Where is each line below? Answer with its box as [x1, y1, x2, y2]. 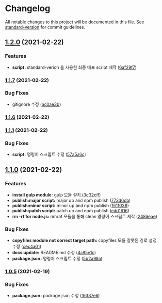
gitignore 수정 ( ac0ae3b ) [12, 101, 61, 107]
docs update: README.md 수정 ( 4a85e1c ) [12, 249, 96, 255]
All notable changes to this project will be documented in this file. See [5, 19, 145, 25]
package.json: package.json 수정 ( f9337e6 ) [12, 293, 100, 299]
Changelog [5, 3, 50, 14]
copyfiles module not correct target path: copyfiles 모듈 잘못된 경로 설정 [12, 237, 157, 243]
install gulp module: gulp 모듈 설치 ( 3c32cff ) [12, 192, 101, 198]
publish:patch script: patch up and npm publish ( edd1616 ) [12, 207, 130, 213]
